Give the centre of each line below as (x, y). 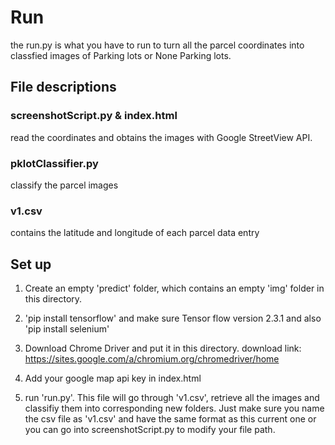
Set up (31, 264)
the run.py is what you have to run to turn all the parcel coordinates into (157, 45)
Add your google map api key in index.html (113, 378)
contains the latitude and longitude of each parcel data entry (135, 233)
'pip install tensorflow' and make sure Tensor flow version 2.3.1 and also (173, 318)
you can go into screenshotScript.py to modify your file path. (150, 430)
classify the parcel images (64, 185)
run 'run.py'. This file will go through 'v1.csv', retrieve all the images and (172, 398)
